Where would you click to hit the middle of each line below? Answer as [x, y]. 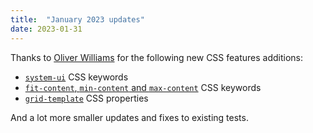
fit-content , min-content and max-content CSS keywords [143, 87]
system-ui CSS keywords [76, 77]
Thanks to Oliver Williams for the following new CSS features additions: [157, 57]
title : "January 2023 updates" [77, 19]
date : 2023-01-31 [46, 29]
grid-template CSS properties [86, 98]
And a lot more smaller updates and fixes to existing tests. [129, 117]
